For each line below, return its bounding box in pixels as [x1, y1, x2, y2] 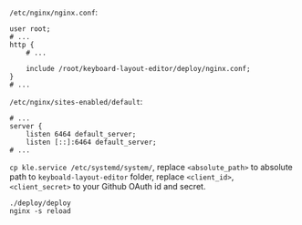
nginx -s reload [9, 207, 71, 216]
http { [9, 40, 35, 49]
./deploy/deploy [9, 199, 71, 208]
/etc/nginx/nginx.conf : [9, 7, 99, 17]
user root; [9, 25, 51, 34]
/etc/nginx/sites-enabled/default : [9, 97, 143, 107]
